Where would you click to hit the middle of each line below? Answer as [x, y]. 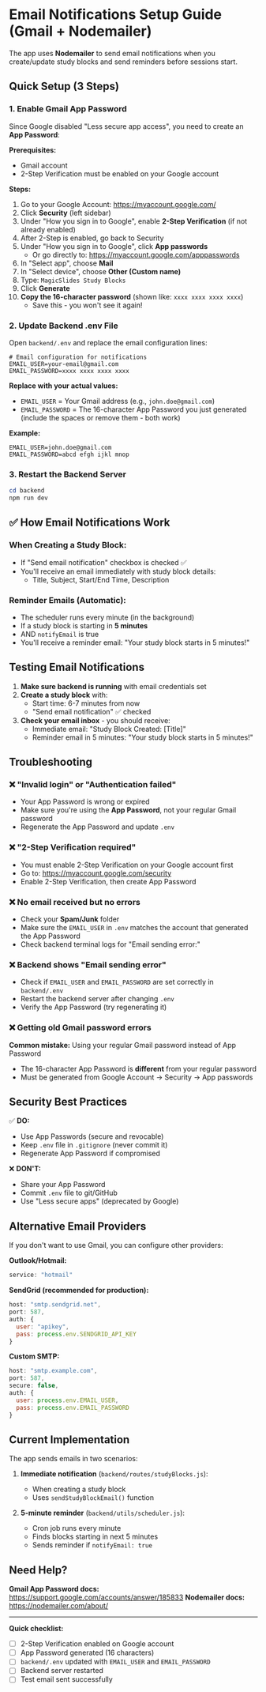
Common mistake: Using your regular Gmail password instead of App [122, 1045]
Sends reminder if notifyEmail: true [92, 1545]
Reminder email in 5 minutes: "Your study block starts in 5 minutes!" [142, 737]
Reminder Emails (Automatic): [68, 600]
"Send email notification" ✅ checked [92, 711]
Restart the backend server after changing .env [97, 999]
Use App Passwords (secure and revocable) [92, 1136]
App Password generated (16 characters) [87, 1652]
